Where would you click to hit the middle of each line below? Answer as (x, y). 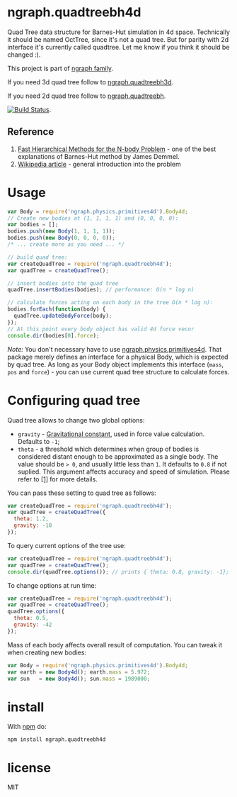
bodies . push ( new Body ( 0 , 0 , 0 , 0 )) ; (61, 238)
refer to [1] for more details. (57, 479)
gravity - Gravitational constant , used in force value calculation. (111, 434)
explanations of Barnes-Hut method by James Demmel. (98, 156)
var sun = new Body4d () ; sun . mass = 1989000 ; (79, 679)
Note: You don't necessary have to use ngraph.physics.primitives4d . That (115, 349)
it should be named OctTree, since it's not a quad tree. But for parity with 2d (118, 39)
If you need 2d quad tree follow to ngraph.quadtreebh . (87, 96)
